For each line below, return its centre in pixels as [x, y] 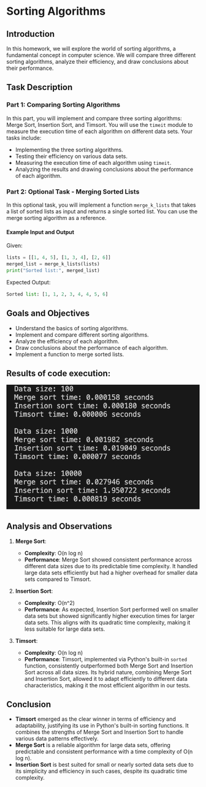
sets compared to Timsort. [58, 579]
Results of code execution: [59, 373]
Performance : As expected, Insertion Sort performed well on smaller [111, 609]
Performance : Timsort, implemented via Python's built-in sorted [106, 659]
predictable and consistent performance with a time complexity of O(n [104, 751]
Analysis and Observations [59, 526]
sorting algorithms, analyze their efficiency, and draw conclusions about [97, 62]
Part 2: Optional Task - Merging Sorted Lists [73, 191]
